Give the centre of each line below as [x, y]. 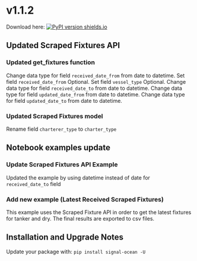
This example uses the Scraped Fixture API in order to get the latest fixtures [99, 212]
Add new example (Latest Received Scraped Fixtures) [85, 199]
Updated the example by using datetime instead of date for [78, 177]
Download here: [26, 27]
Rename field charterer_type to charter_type [61, 129]
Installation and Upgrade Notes [65, 238]
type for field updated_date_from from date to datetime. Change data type [96, 94]
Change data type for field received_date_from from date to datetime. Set [96, 76]
